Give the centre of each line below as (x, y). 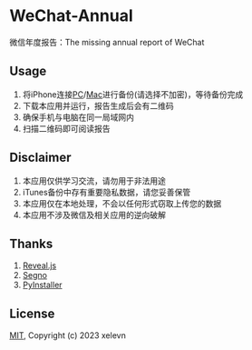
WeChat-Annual (71, 16)
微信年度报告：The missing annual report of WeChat (107, 42)
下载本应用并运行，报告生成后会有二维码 (98, 105)
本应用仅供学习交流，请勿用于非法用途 (94, 180)
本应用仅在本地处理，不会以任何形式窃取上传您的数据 (122, 203)
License (32, 313)
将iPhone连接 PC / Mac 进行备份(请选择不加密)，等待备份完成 (133, 94)
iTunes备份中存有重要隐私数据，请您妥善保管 (107, 192)
